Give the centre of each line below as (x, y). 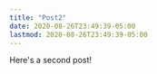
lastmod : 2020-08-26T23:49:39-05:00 (78, 34)
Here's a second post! (51, 60)
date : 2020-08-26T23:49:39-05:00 (73, 26)
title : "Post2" (38, 18)
